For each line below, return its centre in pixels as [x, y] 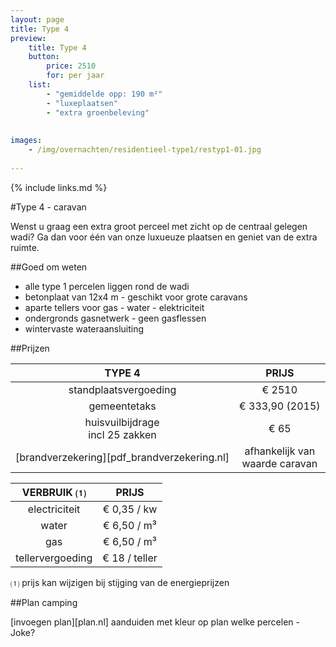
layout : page [37, 19]
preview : [28, 38]
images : [26, 141]
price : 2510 [71, 66]
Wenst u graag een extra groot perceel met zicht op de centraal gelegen [159, 226]
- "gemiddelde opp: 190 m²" [104, 94]
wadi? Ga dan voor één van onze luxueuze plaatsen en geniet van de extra [164, 237]
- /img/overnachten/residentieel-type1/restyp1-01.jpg [145, 150]
